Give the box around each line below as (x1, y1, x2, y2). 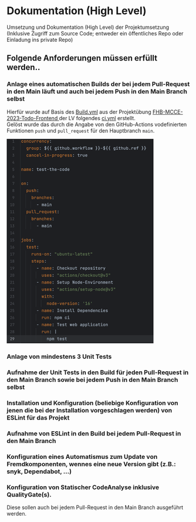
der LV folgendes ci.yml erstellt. (59, 114, 136, 121)
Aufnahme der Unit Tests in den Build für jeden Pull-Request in (6, 368, 189, 376)
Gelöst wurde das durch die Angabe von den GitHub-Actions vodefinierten (6, 121, 187, 128)
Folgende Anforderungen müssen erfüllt (6, 53, 158, 63)
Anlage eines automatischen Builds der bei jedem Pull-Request (6, 80, 190, 88)
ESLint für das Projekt (6, 414, 70, 422)
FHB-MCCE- (152, 108, 184, 115)
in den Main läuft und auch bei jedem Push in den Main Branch (6, 87, 187, 95)
